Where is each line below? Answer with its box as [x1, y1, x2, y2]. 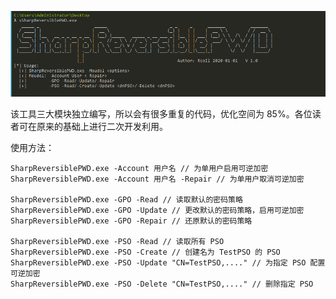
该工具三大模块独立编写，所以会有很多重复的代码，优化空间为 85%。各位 [10, 107, 313, 120]
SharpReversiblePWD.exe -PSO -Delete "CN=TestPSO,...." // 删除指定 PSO [10, 279, 314, 289]
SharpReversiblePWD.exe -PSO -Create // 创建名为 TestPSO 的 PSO [10, 247, 281, 257]
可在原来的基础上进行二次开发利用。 [18, 120, 168, 132]
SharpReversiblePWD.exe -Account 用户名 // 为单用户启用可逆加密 [10, 163, 269, 173]
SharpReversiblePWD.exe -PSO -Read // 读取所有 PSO [10, 236, 225, 246]
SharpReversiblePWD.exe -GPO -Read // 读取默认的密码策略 [10, 194, 243, 205]
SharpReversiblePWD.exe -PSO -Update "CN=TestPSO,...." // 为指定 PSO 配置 [10, 257, 326, 268]
